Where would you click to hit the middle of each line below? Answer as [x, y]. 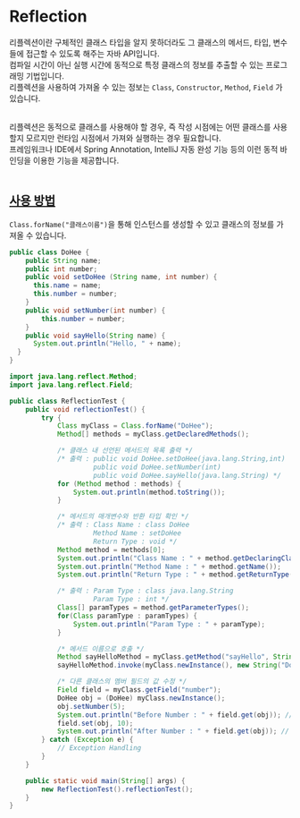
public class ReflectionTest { [67, 401]
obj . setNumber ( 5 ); [91, 706]
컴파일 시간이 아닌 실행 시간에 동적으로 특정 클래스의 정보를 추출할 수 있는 [137, 64]
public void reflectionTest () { [85, 409]
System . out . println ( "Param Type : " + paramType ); [169, 624]
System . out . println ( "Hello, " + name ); [107, 344]
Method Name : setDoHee [137, 533]
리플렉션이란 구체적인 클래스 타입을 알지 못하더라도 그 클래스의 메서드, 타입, [140, 42]
